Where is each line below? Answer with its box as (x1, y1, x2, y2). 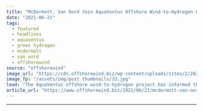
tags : (6, 20, 20, 26)
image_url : (6, 71, 34, 77)
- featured (11, 25, 39, 32)
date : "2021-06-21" (6, 14, 56, 21)
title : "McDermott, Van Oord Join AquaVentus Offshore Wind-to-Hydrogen (6, 8, 193, 15)
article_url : (6, 87, 39, 94)
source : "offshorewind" (6, 65, 66, 71)
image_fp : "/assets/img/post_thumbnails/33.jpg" (6, 76, 131, 82)
